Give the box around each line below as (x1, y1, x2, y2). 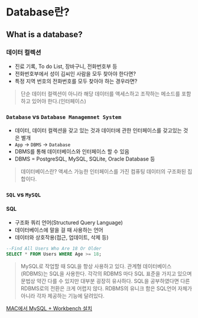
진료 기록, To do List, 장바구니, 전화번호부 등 (14, 63, 118, 70)
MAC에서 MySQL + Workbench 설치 (6, 305, 93, 312)
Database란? (6, 5, 70, 19)
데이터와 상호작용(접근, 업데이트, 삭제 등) (14, 234, 109, 241)
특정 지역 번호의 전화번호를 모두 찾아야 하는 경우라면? (14, 78, 138, 85)
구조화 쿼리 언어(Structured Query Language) (14, 219, 123, 226)
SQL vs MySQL (6, 191, 41, 199)
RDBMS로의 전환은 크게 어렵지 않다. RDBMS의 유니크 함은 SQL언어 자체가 (20, 285, 192, 292)
